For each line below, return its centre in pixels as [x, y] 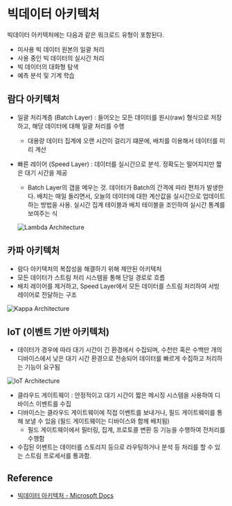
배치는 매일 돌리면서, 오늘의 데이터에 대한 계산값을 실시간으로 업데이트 [131, 196]
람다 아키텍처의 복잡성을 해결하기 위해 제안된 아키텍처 [89, 269]
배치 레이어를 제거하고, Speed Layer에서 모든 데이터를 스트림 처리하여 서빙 [118, 286]
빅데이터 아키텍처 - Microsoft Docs [65, 496]
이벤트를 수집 [53, 404]
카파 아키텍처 [34, 251]
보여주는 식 [42, 213]
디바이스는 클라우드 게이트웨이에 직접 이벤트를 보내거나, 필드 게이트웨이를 [116, 413]
